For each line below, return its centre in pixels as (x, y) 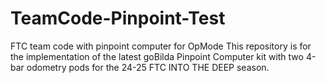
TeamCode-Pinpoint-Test (118, 18)
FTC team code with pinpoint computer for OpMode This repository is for (161, 46)
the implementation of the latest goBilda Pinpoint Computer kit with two (157, 56)
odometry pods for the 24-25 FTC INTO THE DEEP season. (148, 67)
